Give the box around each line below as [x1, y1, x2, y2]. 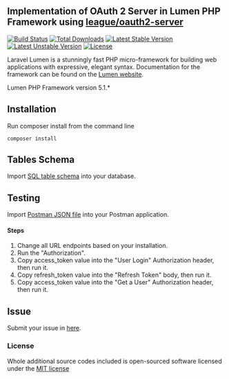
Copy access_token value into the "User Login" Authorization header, [17, 256, 215, 264]
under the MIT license [7, 364, 70, 372]
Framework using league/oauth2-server [7, 17, 184, 28]
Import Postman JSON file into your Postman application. [7, 211, 169, 219]
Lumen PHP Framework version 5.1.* [7, 83, 110, 92]
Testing [7, 192, 41, 204]
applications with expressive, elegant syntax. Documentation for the [7, 62, 201, 71]
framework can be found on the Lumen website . [7, 70, 144, 78]
